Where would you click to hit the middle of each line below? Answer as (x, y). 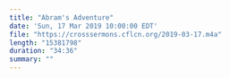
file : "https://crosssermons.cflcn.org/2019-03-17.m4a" (115, 34)
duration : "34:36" (43, 51)
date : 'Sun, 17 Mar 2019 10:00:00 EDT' (84, 26)
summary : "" (31, 59)
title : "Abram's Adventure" (62, 17)
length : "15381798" (46, 43)
